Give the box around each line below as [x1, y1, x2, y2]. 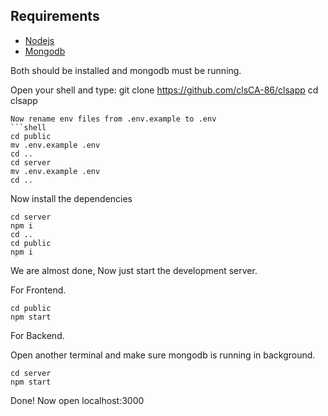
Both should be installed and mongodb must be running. [10, 64, 242, 76]
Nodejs [24, 34, 55, 46]
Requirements [10, 8, 100, 25]
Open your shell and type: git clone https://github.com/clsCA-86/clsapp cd [10, 84, 319, 96]
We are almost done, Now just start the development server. [10, 264, 258, 276]
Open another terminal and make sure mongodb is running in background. [10, 349, 316, 361]
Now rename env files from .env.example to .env [10, 114, 217, 124]
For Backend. [10, 329, 65, 341]
